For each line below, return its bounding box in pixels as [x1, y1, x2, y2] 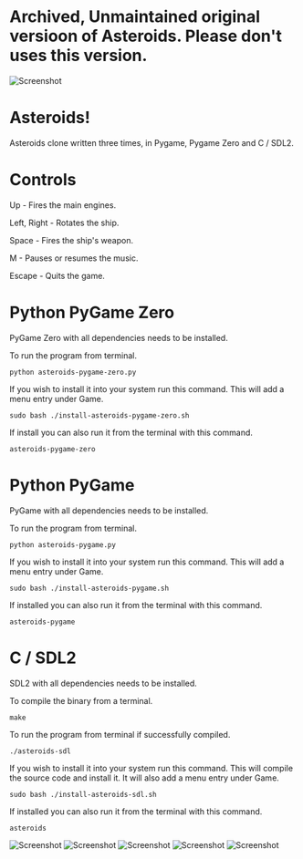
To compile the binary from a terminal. [9, 695, 153, 706]
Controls [9, 170, 77, 191]
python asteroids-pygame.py [9, 540, 117, 549]
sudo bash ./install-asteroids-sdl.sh [9, 790, 157, 799]
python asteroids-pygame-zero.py [9, 367, 137, 377]
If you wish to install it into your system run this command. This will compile [9, 762, 294, 773]
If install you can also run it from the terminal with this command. [9, 427, 254, 438]
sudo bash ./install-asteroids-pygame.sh [9, 584, 170, 593]
